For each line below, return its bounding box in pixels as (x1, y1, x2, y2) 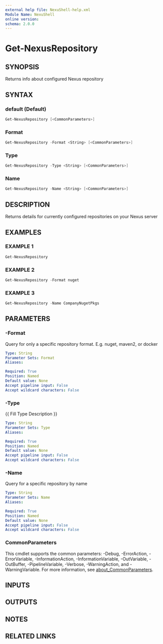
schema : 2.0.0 (5, 21, 35, 27)
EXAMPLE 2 (5, 266, 35, 273)
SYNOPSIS (5, 63, 39, 71)
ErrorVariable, (5, 556, 34, 562)
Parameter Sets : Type (5, 425, 50, 430)
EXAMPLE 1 (5, 243, 34, 250)
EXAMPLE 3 (5, 289, 35, 296)
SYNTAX (5, 91, 33, 99)
